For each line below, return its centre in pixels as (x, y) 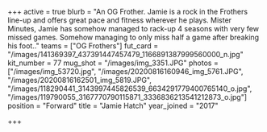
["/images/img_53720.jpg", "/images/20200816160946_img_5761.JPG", (125, 71)
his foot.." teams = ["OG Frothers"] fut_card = (83, 46)
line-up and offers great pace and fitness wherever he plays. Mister (119, 20)
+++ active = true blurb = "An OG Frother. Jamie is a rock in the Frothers (127, 12)
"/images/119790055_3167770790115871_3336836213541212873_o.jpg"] (127, 97)
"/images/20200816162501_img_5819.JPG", (80, 80)
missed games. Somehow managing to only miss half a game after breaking (133, 37)
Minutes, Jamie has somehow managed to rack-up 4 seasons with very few (133, 29)
